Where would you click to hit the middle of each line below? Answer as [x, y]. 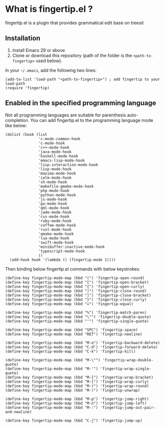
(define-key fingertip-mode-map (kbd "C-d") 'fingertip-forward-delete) [82, 347]
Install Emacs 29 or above [39, 50]
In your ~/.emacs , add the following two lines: [51, 70]
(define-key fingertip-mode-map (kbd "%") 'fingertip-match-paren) [76, 312]
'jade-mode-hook [55, 212]
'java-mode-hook [55, 152]
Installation [23, 38]
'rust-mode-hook [55, 230]
